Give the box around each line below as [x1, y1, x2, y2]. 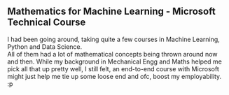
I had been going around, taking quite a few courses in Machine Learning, [7, 35, 221, 43]
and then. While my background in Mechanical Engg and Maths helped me [7, 57, 222, 66]
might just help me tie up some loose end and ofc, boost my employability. [7, 72, 222, 80]
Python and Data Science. [7, 42, 83, 51]
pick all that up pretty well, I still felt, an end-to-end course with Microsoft [7, 64, 219, 73]
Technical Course [7, 17, 86, 29]
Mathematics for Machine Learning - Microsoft [7, 6, 216, 17]
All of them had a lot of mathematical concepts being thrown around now [7, 50, 218, 58]
